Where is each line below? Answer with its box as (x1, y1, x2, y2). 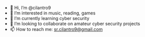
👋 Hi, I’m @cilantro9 (10, 5, 51, 10)
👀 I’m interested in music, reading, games (10, 10, 96, 16)
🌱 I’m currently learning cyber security (10, 15, 89, 21)
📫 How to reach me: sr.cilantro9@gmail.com (10, 26, 103, 32)
